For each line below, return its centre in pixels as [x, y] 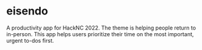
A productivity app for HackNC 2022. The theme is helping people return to [101, 28]
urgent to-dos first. [30, 40]
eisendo [27, 11]
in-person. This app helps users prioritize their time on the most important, [100, 34]
